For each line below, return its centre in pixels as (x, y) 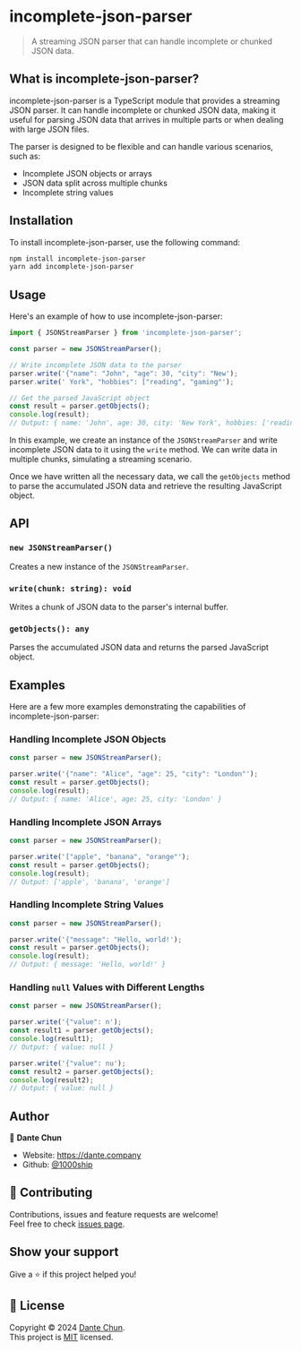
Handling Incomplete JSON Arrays (86, 822)
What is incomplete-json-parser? (104, 79)
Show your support (64, 1252)
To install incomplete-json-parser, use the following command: (125, 242)
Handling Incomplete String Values (86, 905)
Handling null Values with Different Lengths (107, 987)
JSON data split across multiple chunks (95, 183)
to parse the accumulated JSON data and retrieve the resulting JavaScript (146, 486)
